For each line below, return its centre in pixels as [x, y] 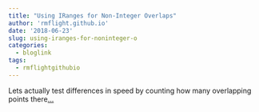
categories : [28, 46]
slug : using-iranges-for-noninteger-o [73, 38]
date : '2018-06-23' [41, 30]
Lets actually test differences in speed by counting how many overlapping [130, 90]
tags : [17, 61]
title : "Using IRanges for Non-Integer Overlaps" [93, 16]
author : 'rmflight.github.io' [59, 23]
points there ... [31, 99]
